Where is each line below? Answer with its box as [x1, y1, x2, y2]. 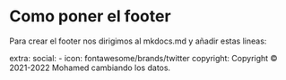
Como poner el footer [9, 6, 172, 27]
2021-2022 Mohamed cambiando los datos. [9, 62, 171, 73]
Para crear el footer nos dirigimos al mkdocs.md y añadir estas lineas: [9, 36, 267, 46]
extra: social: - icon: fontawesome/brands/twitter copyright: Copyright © [9, 52, 278, 63]
